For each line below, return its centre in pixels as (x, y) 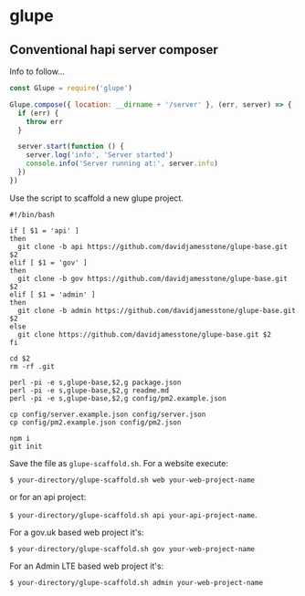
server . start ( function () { (71, 147)
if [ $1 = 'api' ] (44, 230)
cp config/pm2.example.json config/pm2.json (95, 422)
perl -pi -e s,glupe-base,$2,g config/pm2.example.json (118, 398)
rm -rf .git (32, 366)
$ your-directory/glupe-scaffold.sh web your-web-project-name (132, 480)
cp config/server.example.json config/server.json (108, 414)
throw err (45, 121)
